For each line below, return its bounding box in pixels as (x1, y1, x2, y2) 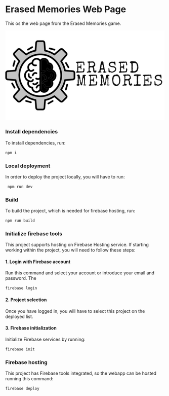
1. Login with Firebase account (5, 259, 71, 265)
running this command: (5, 375, 54, 381)
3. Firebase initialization (5, 325, 57, 331)
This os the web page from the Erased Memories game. (5, 20, 121, 26)
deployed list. (5, 313, 33, 319)
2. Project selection (5, 297, 47, 303)
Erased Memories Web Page (5, 4, 126, 15)
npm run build (5, 218, 35, 224)
